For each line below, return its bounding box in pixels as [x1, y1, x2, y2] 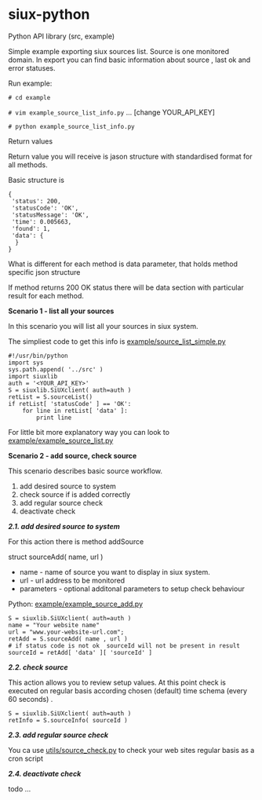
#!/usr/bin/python [8, 352, 68, 360]
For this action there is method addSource [8, 536, 144, 546]
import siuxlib [8, 372, 58, 380]
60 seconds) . [8, 694, 53, 703]
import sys [8, 359, 44, 367]
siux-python [8, 5, 90, 24]
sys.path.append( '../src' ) [8, 365, 104, 374]
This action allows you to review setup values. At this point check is [8, 678, 226, 687]
